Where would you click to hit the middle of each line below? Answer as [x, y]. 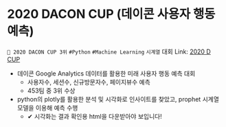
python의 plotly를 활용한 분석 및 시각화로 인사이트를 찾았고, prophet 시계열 [118, 99]
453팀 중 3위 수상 [51, 91]
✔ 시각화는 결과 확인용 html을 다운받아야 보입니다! [95, 116]
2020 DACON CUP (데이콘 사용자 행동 [111, 14]
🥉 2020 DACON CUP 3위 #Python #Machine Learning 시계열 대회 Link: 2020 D [109, 51]
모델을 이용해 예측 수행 [47, 108]
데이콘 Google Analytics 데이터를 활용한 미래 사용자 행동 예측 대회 [106, 73]
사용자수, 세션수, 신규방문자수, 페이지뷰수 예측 [89, 82]
